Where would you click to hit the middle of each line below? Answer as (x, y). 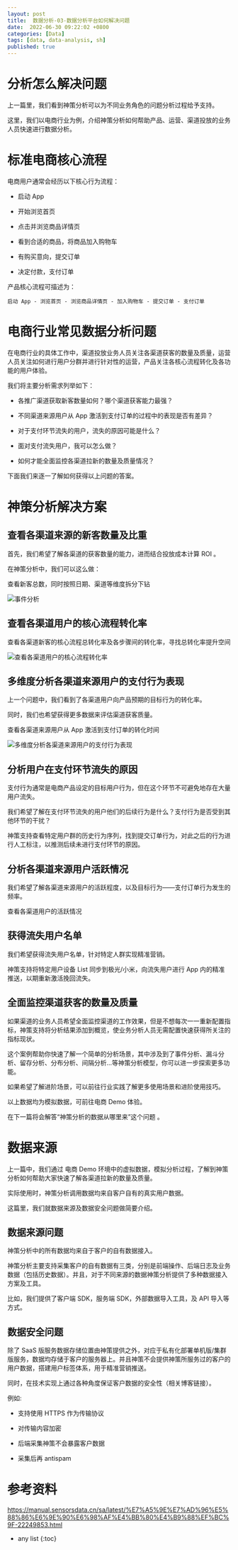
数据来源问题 (35, 1233)
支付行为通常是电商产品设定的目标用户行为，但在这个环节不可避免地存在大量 (119, 788)
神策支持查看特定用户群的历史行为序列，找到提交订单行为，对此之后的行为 (116, 836)
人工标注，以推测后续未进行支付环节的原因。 (78, 845)
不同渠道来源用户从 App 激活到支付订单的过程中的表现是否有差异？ (115, 415)
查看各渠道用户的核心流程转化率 (77, 623)
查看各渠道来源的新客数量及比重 (77, 535)
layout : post (27, 14)
